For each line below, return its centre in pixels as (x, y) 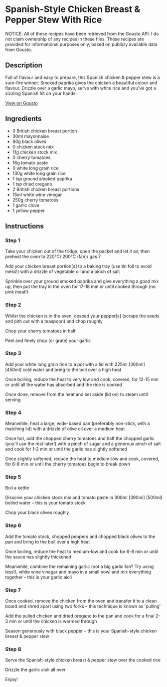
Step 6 (13, 525)
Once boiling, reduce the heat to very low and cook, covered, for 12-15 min (82, 379)
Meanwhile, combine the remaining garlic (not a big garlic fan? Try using (80, 566)
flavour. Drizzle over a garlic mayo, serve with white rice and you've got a (81, 88)
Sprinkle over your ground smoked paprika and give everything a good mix (82, 281)
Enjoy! (12, 679)
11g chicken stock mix (35, 152)
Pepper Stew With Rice (54, 20)
